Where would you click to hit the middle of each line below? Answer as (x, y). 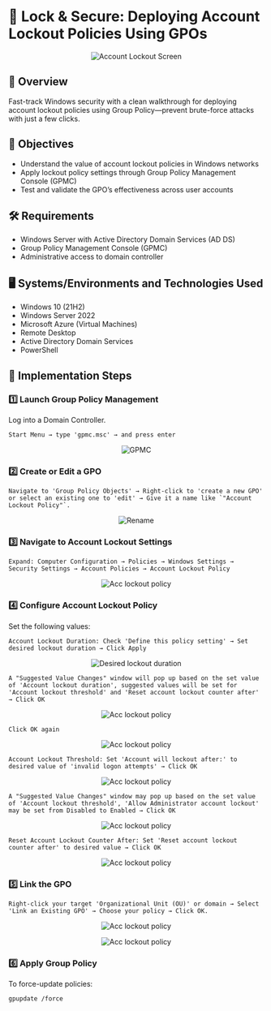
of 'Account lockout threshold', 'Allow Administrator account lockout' (134, 803)
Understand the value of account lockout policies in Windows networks (140, 163)
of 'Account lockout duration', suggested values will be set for (123, 685)
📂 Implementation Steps (70, 375)
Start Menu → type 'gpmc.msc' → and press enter (92, 435)
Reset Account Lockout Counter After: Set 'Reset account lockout (123, 840)
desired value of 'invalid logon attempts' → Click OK (103, 766)
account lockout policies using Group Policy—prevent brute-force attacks (131, 110)
